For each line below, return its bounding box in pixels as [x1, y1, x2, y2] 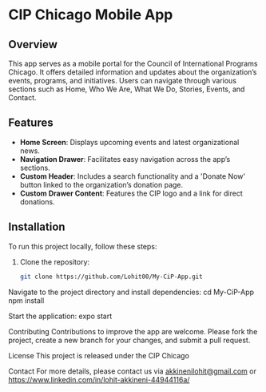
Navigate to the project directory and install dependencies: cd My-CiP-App [8, 287, 254, 297]
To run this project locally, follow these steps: [8, 241, 157, 251]
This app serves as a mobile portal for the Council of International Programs [8, 59, 258, 68]
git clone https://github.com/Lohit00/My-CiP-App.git [19, 273, 203, 281]
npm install [8, 295, 45, 305]
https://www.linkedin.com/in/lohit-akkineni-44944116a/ [8, 374, 190, 384]
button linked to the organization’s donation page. [19, 180, 184, 189]
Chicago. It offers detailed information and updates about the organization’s [8, 67, 257, 77]
